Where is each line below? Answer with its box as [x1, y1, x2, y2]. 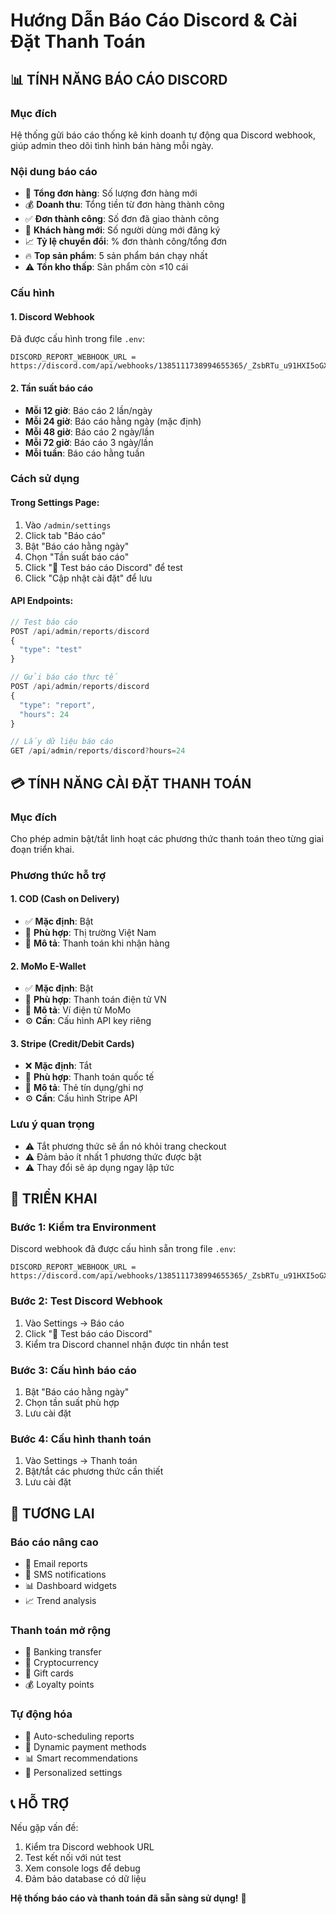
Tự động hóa [10, 1707, 73, 1721]
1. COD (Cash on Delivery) [10, 893, 120, 905]
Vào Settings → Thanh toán [24, 1455, 138, 1467]
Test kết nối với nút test [24, 1852, 122, 1864]
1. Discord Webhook [10, 310, 95, 323]
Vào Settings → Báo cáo [24, 1317, 125, 1329]
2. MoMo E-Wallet [10, 960, 87, 972]
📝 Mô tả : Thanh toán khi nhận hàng [24, 937, 170, 949]
